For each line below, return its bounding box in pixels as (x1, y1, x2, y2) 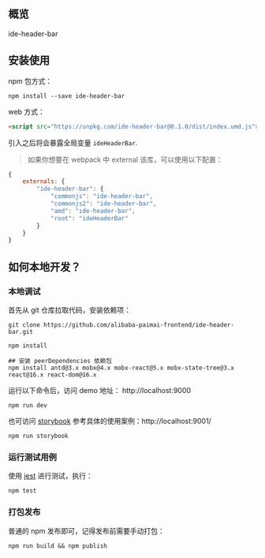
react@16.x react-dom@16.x (8, 370, 97, 379)
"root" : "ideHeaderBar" (50, 214, 129, 223)
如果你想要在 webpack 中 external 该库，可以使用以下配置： (27, 155, 223, 164)
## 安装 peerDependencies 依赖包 (8, 357, 112, 365)
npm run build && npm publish (8, 541, 108, 550)
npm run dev (8, 401, 47, 409)
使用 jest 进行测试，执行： (8, 471, 93, 481)
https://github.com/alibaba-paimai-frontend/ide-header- (43, 320, 235, 329)
